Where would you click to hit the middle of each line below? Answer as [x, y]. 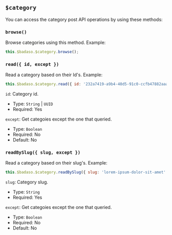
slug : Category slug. [27, 182]
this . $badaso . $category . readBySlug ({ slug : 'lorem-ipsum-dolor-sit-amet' [86, 172]
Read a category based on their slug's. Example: [56, 163]
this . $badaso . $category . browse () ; [42, 52]
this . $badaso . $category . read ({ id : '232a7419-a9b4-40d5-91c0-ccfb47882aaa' [88, 84]
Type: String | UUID [33, 104]
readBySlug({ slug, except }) [43, 152]
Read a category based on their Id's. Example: [54, 75]
